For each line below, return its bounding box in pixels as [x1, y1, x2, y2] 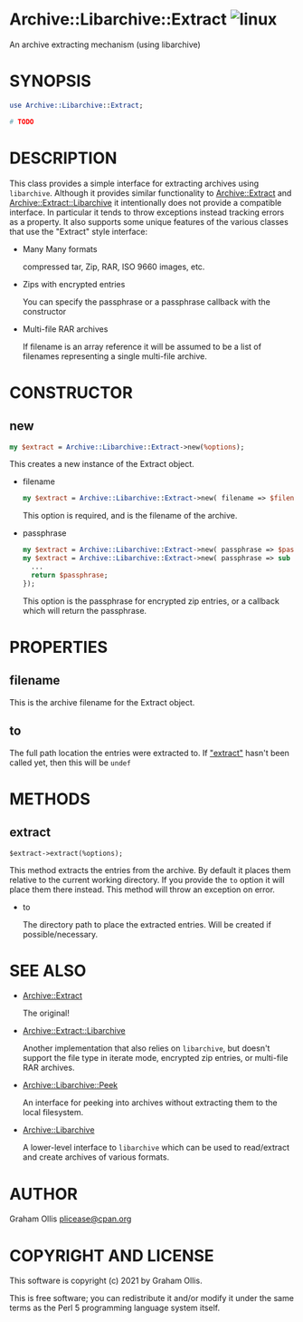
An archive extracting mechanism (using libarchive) [9, 39, 201, 50]
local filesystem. [22, 1107, 84, 1118]
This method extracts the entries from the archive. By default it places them [9, 864, 291, 875]
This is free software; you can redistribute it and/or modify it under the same [9, 1293, 294, 1304]
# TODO [9, 117, 34, 126]
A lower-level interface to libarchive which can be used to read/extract [22, 1142, 290, 1153]
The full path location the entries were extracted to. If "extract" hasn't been [9, 747, 289, 758]
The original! [22, 1007, 70, 1019]
